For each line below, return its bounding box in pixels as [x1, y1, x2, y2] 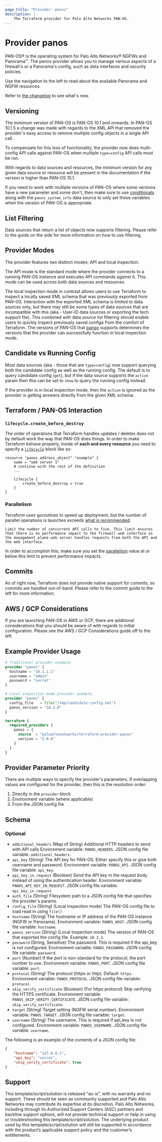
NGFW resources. [5, 83, 41, 89]
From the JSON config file [12, 802, 65, 807]
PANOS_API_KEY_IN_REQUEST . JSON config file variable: [12, 882, 118, 889]
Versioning [5, 107, 39, 115]
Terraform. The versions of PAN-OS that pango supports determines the [5, 324, 149, 330]
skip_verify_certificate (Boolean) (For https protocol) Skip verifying [12, 986, 152, 992]
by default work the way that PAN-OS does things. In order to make [5, 436, 140, 442]
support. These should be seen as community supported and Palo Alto [5, 1096, 146, 1102]
